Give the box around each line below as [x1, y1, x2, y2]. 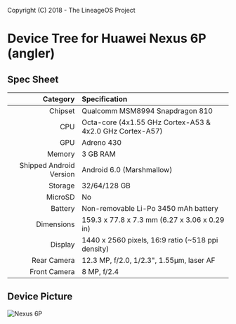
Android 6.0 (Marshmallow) [81, 165, 173, 174]
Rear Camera [31, 256, 75, 265]
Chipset [48, 106, 75, 115]
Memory [46, 149, 75, 159]
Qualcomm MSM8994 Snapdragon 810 [81, 106, 213, 115]
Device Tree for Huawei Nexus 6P [7, 31, 206, 46]
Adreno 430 [81, 138, 122, 147]
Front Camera [29, 267, 75, 276]
